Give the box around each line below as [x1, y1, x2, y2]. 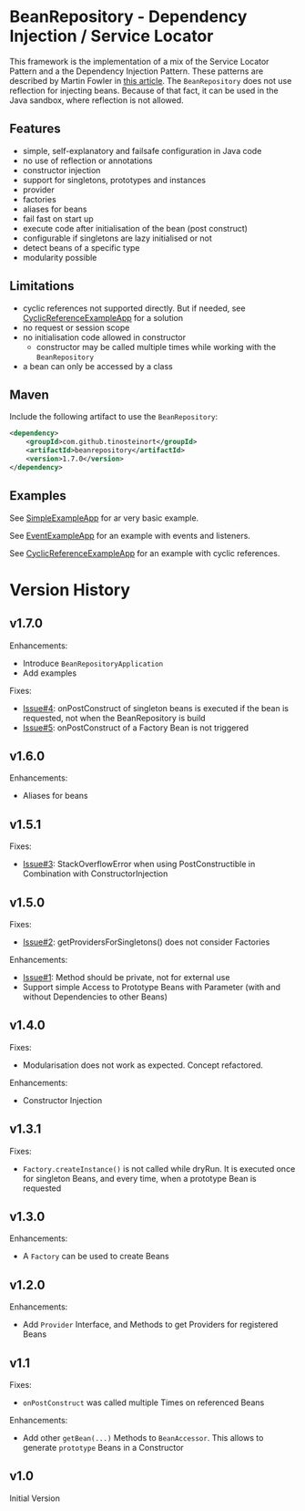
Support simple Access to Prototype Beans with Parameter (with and [22, 982, 280, 992]
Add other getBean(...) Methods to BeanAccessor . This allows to [22, 1433, 264, 1444]
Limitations [9, 278, 75, 294]
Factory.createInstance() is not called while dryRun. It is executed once [22, 1163, 296, 1174]
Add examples [22, 668, 77, 678]
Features [9, 121, 61, 137]
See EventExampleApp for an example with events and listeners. [9, 530, 250, 541]
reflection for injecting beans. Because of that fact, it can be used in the [9, 85, 280, 96]
